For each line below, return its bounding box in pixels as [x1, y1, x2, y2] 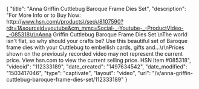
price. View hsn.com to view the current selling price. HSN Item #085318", [6, 57, 192, 64]
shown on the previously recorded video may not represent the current [6, 50, 183, 57]
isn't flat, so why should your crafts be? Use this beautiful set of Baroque [6, 38, 188, 44]
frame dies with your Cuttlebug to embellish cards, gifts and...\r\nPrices [6, 44, 184, 51]
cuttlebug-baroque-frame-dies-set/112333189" [6, 76, 124, 83]
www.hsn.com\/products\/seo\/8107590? [21, 18, 124, 25]
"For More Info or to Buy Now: [6, 12, 81, 19]
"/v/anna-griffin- [152, 70, 194, 76]
